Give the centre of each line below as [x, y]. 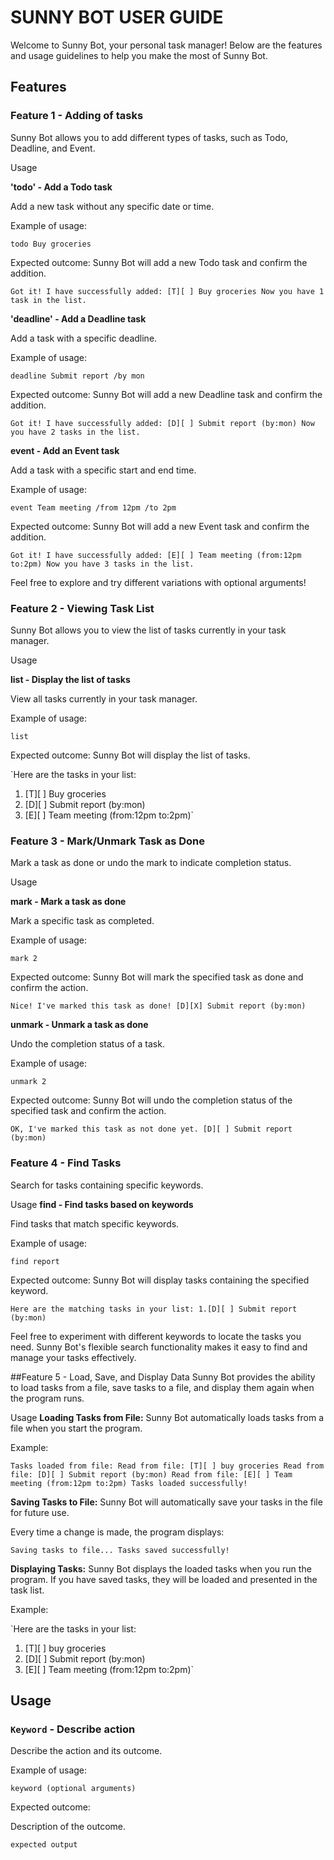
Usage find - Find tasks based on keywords [102, 1204]
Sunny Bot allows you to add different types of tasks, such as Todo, [149, 137]
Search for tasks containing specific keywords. [107, 1185]
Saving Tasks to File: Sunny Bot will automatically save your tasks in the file [166, 1502]
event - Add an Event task [65, 450]
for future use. [40, 1512]
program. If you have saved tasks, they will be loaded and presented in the [164, 1579]
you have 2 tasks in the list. [75, 432]
